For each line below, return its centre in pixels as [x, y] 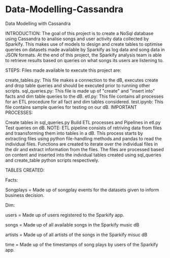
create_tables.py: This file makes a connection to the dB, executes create [82, 80]
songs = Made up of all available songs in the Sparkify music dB [72, 224]
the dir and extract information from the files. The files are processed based [84, 149]
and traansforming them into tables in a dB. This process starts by [74, 133]
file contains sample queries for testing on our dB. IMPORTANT [71, 107]
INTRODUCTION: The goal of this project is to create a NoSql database [79, 33]
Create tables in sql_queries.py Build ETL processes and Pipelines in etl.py [83, 122]
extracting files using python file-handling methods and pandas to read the [83, 138]
